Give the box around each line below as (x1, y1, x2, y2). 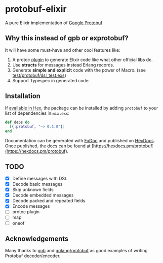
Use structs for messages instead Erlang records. (12, 62, 115, 67)
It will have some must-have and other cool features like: (5, 47, 121, 53)
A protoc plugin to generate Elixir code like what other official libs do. (12, 57, 153, 63)
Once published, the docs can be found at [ (5, 143, 94, 149)
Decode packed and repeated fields (12, 198, 85, 204)
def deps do (5, 120, 30, 125)
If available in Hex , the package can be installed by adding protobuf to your (5, 105, 158, 111)
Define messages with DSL (12, 176, 68, 181)
